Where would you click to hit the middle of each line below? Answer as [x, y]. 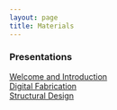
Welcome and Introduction [58, 76]
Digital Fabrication [43, 86]
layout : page [34, 17]
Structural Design [42, 96]
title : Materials [42, 26]
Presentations [41, 57]
